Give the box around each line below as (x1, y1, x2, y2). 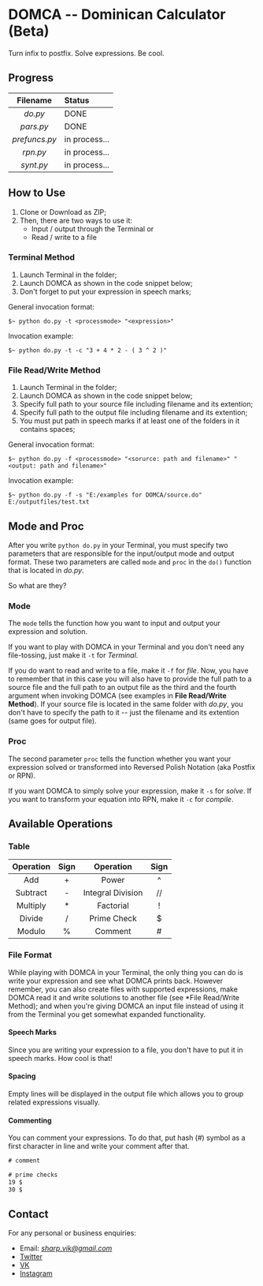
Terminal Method (8, 252, 76, 263)
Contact (8, 1208, 49, 1221)
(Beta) (8, 22, 50, 40)
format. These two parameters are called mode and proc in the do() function (8, 557, 252, 566)
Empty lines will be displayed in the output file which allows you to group (8, 1089, 244, 1098)
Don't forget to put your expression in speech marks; (19, 287, 191, 296)
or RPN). (8, 770, 36, 780)
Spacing (8, 1071, 36, 1081)
